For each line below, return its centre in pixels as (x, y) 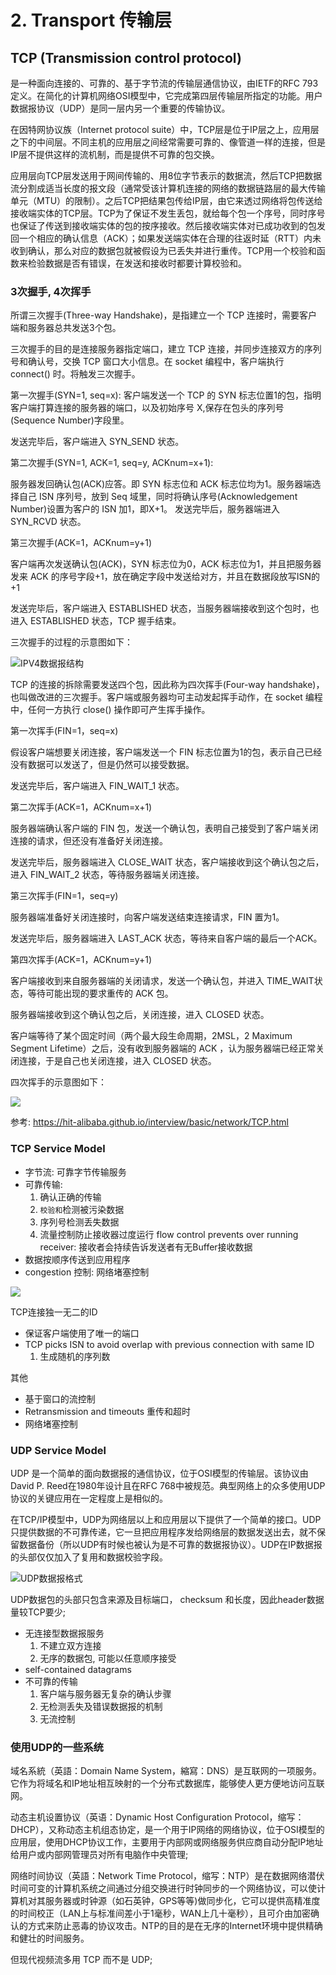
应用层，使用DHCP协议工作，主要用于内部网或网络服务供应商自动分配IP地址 (167, 1842)
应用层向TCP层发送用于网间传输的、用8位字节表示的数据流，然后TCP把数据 (166, 175)
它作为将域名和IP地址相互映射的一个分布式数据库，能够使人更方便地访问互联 (167, 1783)
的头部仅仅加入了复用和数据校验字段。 (89, 1557)
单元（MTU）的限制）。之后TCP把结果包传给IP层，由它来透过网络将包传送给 (166, 200)
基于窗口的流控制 (60, 1398)
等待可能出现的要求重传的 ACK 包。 (100, 993)
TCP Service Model (58, 1149)
